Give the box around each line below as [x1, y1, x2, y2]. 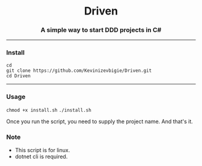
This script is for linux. [14, 147, 70, 154]
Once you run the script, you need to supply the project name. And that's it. [6, 118, 194, 125]
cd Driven [6, 72, 31, 79]
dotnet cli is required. [14, 153, 68, 161]
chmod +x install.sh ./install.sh [6, 107, 91, 113]
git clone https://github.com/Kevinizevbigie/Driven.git [6, 68, 152, 74]
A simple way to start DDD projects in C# [40, 26, 162, 34]
